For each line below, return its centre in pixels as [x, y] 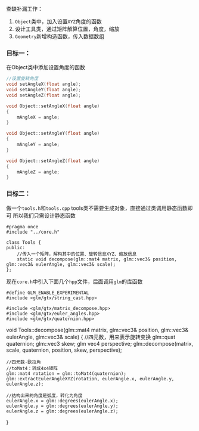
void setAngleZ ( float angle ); [44, 95]
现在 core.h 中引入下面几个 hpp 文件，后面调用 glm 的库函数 [74, 281]
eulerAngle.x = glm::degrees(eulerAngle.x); [62, 401]
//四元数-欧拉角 [24, 362]
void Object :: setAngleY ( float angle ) [53, 134]
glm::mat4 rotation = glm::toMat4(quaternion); [66, 373]
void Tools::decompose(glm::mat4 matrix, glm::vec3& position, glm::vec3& [97, 330]
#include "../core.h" [33, 232]
